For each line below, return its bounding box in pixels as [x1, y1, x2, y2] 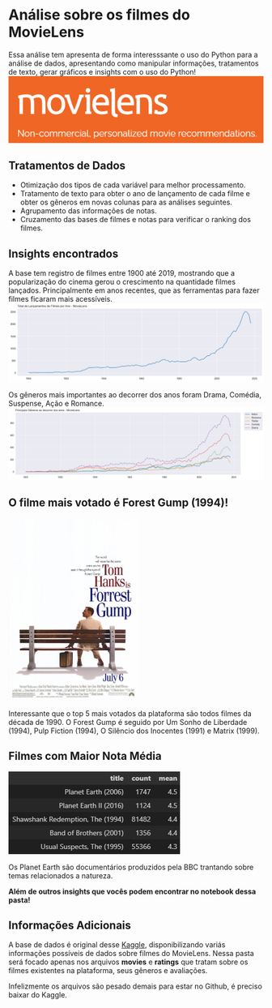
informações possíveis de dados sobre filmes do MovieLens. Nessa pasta [8, 949, 255, 959]
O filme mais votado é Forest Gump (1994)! [8, 496, 229, 510]
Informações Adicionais [8, 918, 132, 932]
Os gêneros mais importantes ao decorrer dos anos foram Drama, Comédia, [8, 390, 261, 400]
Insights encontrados [8, 247, 119, 260]
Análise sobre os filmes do [8, 6, 190, 24]
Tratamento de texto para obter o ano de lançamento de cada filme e [19, 189, 251, 199]
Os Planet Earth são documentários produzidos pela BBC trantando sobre [8, 862, 254, 872]
